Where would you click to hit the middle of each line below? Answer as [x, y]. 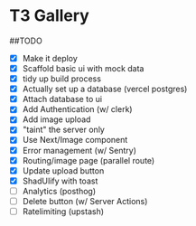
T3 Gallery [50, 16]
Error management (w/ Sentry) [79, 150]
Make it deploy [50, 58]
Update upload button [63, 170]
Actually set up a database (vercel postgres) [105, 89]
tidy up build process [62, 79]
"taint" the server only [64, 130]
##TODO [26, 41]
